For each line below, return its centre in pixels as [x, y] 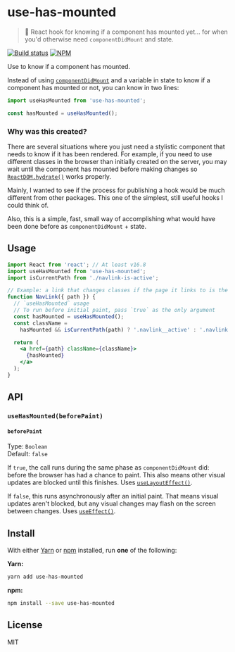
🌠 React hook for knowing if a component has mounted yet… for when [126, 32]
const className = [41, 323]
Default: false [27, 454]
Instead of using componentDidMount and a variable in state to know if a [109, 80]
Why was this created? [47, 131]
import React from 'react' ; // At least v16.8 [77, 265]
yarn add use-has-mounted [45, 577]
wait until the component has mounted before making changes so [102, 169]
